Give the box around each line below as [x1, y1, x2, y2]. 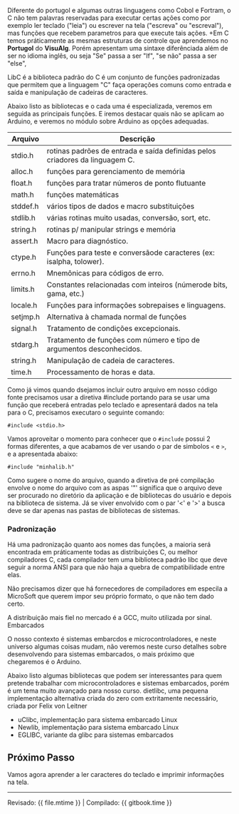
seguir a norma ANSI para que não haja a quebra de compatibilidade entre [7, 563, 225, 571]
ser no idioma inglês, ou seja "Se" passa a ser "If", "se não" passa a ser [7, 51, 217, 60]
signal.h [11, 324, 38, 333]
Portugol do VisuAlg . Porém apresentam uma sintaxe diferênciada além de [7, 44, 228, 52]
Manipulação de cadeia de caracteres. [46, 356, 175, 365]
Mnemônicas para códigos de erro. [46, 268, 164, 278]
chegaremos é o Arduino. [7, 658, 82, 666]
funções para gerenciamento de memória [46, 167, 186, 176]
